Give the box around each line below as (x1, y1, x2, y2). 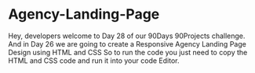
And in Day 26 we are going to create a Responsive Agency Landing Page (8, 39, 247, 48)
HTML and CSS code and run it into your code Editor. (8, 56, 180, 65)
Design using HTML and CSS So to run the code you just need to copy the (8, 47, 248, 57)
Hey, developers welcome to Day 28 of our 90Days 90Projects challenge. (8, 31, 246, 40)
